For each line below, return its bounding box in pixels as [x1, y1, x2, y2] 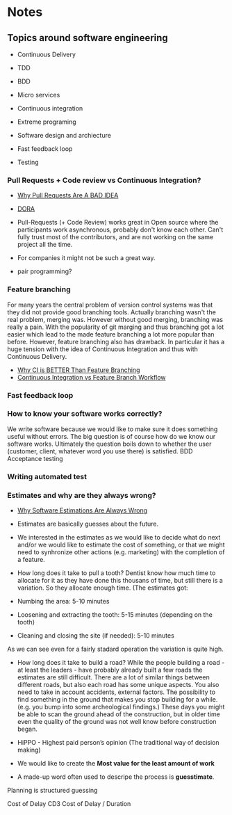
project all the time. [17, 241, 73, 249]
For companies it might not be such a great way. [17, 254, 156, 262]
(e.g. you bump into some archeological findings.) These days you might [17, 703, 225, 711]
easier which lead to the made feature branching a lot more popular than [7, 330, 215, 338]
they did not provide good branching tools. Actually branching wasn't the [7, 307, 217, 316]
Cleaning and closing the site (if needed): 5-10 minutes [17, 631, 175, 640]
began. [17, 725, 38, 734]
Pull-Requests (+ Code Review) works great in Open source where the [17, 218, 219, 227]
